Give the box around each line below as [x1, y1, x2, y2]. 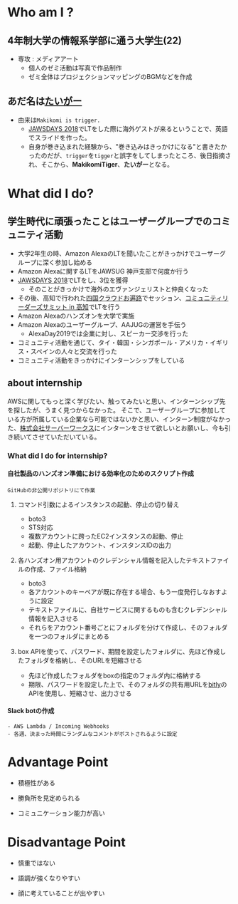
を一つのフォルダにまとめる [28, 632, 110, 640]
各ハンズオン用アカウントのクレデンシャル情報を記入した [17, 556, 186, 564]
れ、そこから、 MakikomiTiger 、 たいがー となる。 [28, 160, 174, 168]
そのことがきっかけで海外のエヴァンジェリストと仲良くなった [28, 284, 210, 293]
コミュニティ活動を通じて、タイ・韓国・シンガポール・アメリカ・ [17, 338, 210, 346]
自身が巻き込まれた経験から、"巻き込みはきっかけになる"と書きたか [28, 142, 227, 150]
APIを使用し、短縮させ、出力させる [28, 689, 132, 697]
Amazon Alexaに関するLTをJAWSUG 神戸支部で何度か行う [17, 266, 189, 275]
